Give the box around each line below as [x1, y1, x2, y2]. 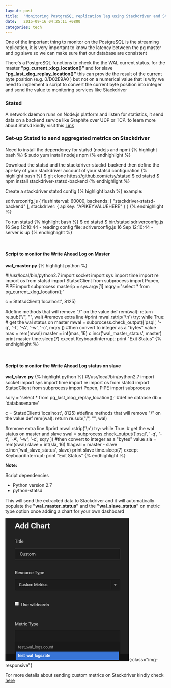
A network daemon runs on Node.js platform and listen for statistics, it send [5, 111, 164, 117]
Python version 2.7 [12, 482, 52, 488]
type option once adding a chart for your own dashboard [5, 508, 125, 514]
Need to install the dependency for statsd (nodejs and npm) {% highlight [5, 146, 157, 153]
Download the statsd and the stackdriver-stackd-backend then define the [5, 161, 159, 168]
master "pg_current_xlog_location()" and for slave [5, 65, 113, 72]
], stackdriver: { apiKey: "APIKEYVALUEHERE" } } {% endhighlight [26, 203, 164, 209]
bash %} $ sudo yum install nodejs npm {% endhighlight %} [5, 152, 131, 158]
